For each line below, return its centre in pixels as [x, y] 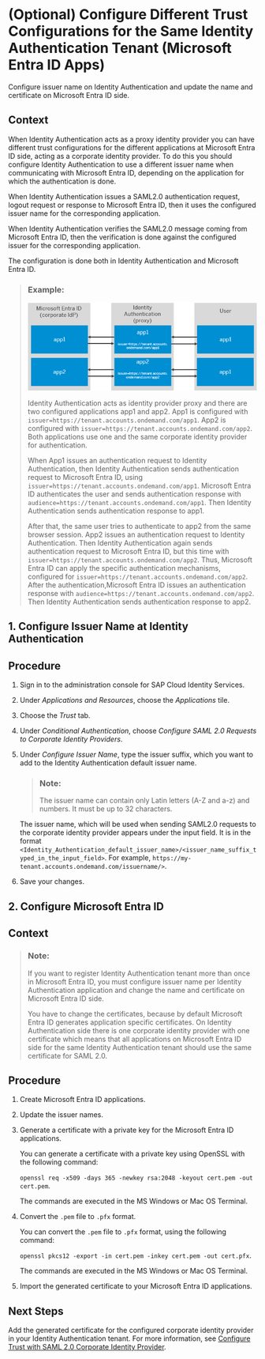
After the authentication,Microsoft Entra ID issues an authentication [136, 585]
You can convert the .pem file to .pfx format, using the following [123, 1232]
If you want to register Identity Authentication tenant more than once [139, 973]
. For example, [128, 858]
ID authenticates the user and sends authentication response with [134, 494]
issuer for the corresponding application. [75, 245]
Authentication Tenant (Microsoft [120, 48]
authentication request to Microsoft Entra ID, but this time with [128, 551]
